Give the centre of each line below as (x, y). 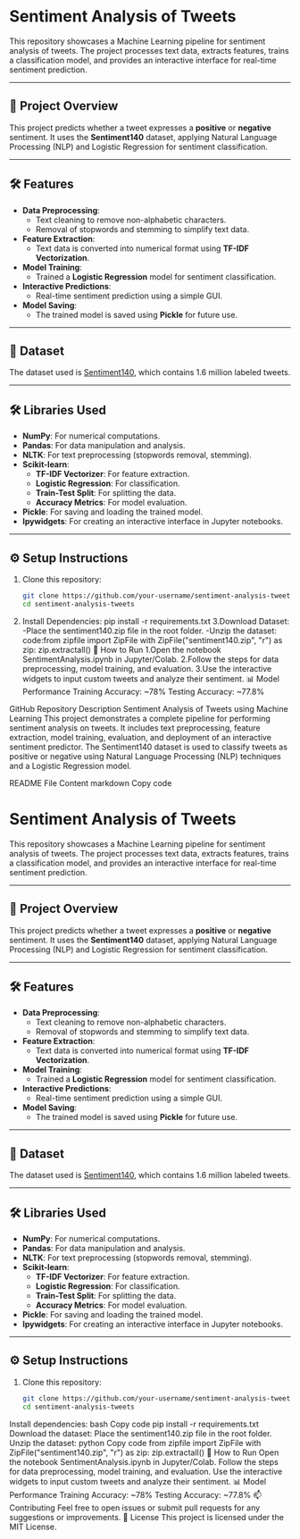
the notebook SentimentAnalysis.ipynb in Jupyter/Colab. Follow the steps (144, 1461)
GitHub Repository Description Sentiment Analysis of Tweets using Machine (149, 708)
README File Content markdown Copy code (91, 782)
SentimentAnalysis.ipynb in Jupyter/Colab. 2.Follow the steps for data (150, 659)
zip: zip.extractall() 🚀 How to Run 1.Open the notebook (121, 649)
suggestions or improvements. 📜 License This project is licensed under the (146, 1517)
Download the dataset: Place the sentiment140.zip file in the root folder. (141, 1433)
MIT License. (33, 1526)
